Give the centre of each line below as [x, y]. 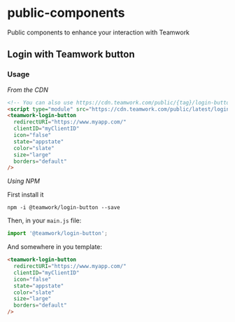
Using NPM [24, 181]
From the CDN [28, 90]
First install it [26, 195]
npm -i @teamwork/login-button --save [64, 208]
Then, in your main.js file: [44, 221]
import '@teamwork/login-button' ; [58, 234]
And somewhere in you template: [55, 247]
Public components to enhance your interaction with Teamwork [99, 32]
